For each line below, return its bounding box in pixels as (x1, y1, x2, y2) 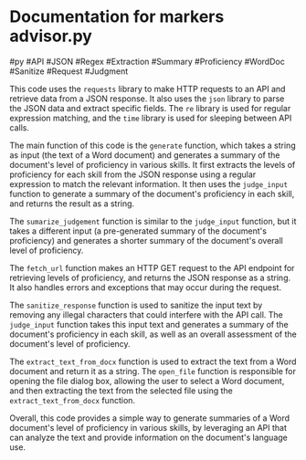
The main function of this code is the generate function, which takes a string (9, 140, 296, 151)
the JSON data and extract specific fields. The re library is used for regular (9, 102, 291, 113)
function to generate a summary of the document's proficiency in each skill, (9, 188, 295, 199)
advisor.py (9, 26, 93, 47)
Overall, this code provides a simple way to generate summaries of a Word (9, 413, 290, 423)
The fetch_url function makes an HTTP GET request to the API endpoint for (9, 262, 295, 273)
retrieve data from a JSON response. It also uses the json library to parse (9, 93, 285, 104)
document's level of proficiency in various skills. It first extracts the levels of (9, 159, 296, 170)
